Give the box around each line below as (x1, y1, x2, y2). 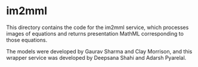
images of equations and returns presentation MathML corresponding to (6, 30, 184, 37)
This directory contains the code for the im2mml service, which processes (6, 24, 189, 31)
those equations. (6, 36, 48, 43)
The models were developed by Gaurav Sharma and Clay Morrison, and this (6, 47, 193, 55)
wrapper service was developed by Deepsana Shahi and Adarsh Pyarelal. (6, 54, 187, 61)
